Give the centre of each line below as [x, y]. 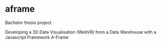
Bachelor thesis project [28, 22]
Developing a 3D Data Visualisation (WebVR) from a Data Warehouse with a [81, 32]
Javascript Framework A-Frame [37, 37]
